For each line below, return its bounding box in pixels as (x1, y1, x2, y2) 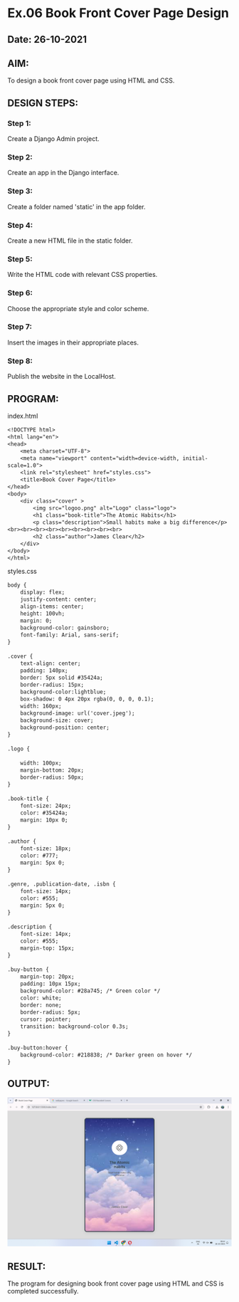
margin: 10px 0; (20, 817, 69, 824)
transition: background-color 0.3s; (20, 1023, 129, 1030)
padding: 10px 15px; (20, 980, 81, 987)
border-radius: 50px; (20, 774, 84, 781)
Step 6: (7, 288, 33, 298)
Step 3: (7, 187, 33, 196)
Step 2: (7, 152, 33, 162)
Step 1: (7, 118, 31, 128)
